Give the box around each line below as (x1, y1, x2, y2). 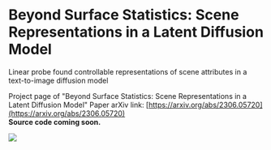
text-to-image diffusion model (8, 75, 109, 85)
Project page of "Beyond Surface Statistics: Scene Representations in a (8, 91, 247, 101)
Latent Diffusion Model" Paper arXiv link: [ (8, 100, 149, 109)
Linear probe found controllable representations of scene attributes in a (8, 66, 247, 76)
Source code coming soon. (8, 117, 101, 126)
